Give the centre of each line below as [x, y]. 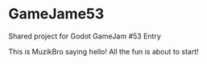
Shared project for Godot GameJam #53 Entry [85, 36]
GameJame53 [56, 14]
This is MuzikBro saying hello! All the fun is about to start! [103, 51]
